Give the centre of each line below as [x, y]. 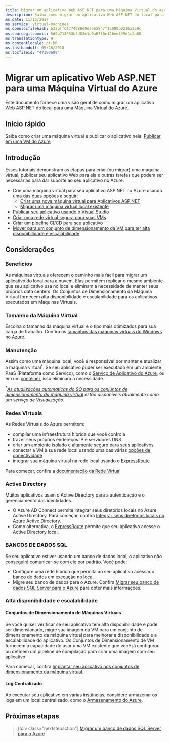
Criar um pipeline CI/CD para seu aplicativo [58, 223]
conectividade [28, 455]
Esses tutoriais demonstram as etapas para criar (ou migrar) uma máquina [83, 170]
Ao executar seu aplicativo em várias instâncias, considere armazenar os [81, 695]
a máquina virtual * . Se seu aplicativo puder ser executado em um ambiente [83, 367]
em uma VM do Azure [28, 142]
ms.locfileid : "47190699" [32, 52]
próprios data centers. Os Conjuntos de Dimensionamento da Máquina [79, 291]
